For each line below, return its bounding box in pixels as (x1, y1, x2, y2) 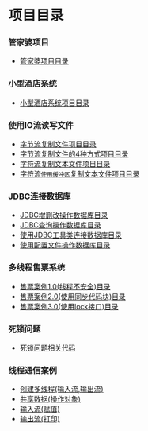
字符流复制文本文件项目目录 (19, 159, 111, 169)
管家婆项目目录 (19, 56, 69, 66)
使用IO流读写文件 (8, 119, 74, 130)
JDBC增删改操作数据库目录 (19, 211, 108, 220)
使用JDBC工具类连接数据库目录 (19, 231, 123, 240)
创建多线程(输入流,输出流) (19, 384, 104, 394)
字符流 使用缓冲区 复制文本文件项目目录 (19, 169, 140, 179)
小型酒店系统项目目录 (19, 98, 89, 107)
